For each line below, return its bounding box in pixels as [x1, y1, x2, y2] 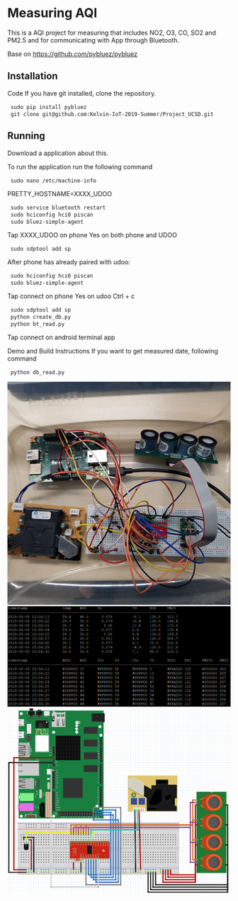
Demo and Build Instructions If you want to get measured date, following [7, 346, 218, 355]
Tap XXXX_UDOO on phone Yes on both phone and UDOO [7, 230, 177, 239]
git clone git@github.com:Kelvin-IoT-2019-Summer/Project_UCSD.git [10, 110, 214, 118]
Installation [7, 70, 58, 82]
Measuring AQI [7, 5, 98, 21]
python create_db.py [10, 313, 72, 320]
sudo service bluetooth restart [10, 204, 106, 211]
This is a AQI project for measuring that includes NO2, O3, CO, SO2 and [7, 28, 216, 37]
